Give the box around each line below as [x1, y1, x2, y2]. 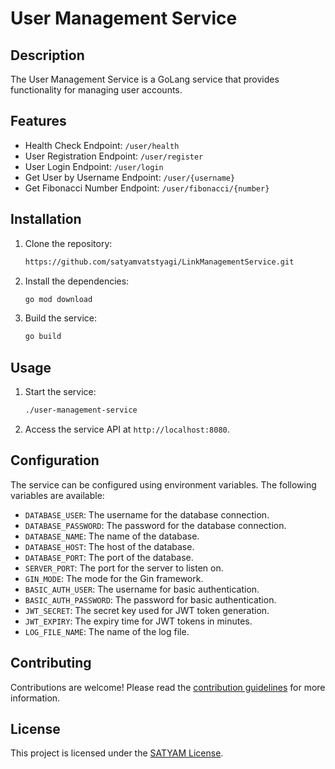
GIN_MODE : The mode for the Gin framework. [24, 572, 204, 584]
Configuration [10, 452, 100, 469]
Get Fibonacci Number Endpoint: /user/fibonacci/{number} [24, 182, 270, 194]
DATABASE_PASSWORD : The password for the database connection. [24, 519, 287, 531]
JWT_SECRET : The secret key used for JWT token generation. [24, 604, 270, 616]
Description [10, 47, 85, 64]
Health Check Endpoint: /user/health [24, 139, 180, 151]
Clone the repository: [24, 237, 113, 249]
